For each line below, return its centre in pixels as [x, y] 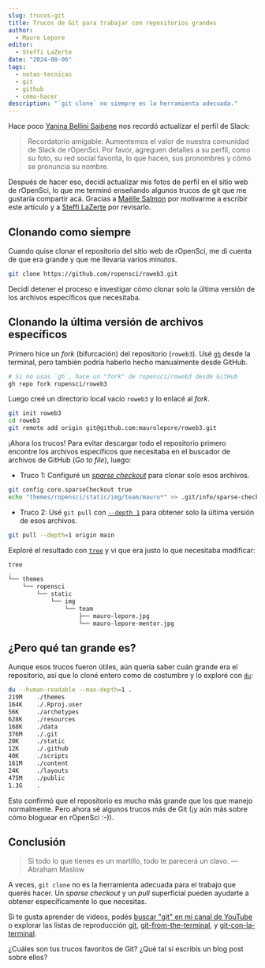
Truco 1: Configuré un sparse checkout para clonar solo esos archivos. [134, 475]
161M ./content [38, 763]
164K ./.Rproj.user [45, 705]
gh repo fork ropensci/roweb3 [58, 384]
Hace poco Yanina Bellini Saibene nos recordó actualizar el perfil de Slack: [129, 126]
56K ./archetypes [44, 712]
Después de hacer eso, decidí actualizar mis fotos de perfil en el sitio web [128, 182]
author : [21, 30]
